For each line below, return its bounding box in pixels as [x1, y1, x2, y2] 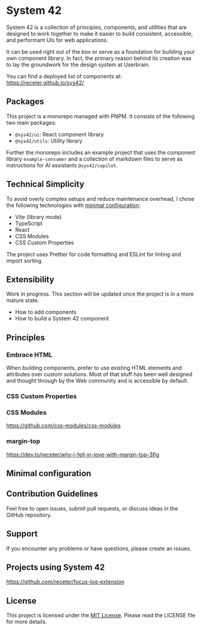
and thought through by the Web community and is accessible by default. [6, 377, 189, 384]
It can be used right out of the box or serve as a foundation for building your [6, 48, 195, 55]
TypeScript [14, 220, 43, 227]
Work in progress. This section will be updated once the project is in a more [6, 290, 194, 297]
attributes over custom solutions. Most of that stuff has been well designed [6, 371, 193, 378]
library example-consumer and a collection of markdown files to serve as [6, 155, 183, 162]
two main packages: [6, 119, 57, 126]
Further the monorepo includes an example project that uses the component [6, 148, 196, 156]
